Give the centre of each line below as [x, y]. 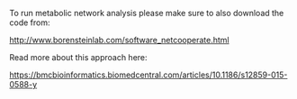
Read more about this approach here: [78, 57]
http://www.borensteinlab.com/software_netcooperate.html [119, 40]
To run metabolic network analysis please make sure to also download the [147, 13]
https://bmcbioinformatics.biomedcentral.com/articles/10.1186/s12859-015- [148, 75]
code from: [30, 22]
